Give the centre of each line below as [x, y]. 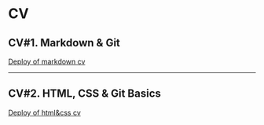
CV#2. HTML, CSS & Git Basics [84, 94]
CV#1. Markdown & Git [64, 43]
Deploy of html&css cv [44, 112]
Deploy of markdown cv [47, 61]
